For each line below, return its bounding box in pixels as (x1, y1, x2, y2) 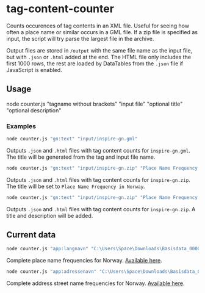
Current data (6, 230, 56, 240)
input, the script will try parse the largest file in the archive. (6, 35, 154, 42)
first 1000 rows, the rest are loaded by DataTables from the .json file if (6, 60, 184, 67)
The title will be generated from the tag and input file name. (6, 153, 156, 161)
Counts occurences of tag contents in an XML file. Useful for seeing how (6, 22, 190, 29)
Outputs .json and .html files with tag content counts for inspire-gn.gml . (6, 146, 190, 154)
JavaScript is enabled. (6, 66, 62, 73)
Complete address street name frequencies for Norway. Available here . (6, 280, 185, 287)
